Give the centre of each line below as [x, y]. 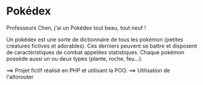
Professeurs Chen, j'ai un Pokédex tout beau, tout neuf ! [76, 28]
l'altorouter [20, 77]
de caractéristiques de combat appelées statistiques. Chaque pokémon [95, 52]
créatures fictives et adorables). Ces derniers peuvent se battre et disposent [102, 46]
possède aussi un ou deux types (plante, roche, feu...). [75, 58]
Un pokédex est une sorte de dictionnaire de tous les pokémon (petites [95, 39]
